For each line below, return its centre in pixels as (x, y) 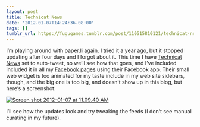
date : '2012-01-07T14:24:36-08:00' (50, 23)
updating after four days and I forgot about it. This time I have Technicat (94, 57)
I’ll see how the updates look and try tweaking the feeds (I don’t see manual (99, 112)
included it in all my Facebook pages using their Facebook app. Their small (98, 69)
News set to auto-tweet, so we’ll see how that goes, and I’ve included (91, 63)
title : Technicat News (34, 17)
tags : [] (17, 28)
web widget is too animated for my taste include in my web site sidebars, (96, 76)
